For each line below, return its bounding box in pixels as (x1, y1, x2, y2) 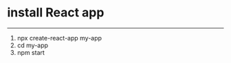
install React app (7, 5, 104, 21)
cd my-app (16, 41, 49, 49)
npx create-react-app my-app (16, 34, 102, 42)
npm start (16, 48, 45, 56)
